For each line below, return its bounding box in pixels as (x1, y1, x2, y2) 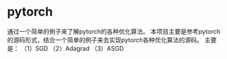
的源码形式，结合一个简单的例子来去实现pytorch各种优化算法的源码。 (7, 35, 204, 44)
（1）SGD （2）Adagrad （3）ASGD (20, 44, 124, 52)
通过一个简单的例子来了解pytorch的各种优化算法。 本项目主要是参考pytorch (7, 27, 221, 35)
